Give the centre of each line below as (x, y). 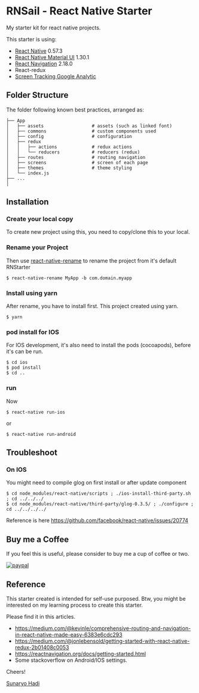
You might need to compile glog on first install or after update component (97, 483)
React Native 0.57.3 (39, 51)
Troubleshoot (32, 453)
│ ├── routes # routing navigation (76, 157)
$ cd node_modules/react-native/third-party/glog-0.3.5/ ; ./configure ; (100, 504)
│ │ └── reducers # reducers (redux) (73, 152)
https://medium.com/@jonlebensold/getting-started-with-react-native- (102, 641)
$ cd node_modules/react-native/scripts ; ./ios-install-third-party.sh (99, 494)
